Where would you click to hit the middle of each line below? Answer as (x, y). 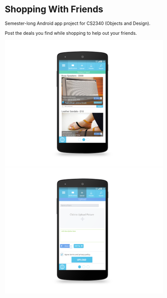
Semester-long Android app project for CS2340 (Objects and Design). (78, 23)
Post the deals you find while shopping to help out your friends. (71, 33)
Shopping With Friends (54, 9)
